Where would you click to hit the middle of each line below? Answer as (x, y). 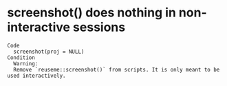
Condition (21, 57)
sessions (99, 27)
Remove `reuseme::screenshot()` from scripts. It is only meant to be (117, 69)
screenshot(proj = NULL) (49, 52)
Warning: (26, 63)
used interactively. (37, 76)
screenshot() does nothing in (92, 13)
